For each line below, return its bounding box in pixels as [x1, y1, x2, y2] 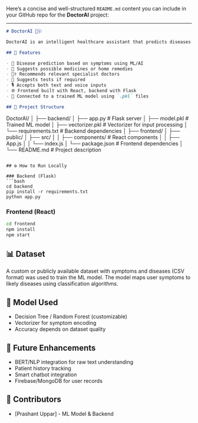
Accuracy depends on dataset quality [14, 325, 106, 333]
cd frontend [6, 221, 35, 227]
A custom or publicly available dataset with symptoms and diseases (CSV [6, 267, 184, 275]
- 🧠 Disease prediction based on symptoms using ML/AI [6, 60, 144, 66]
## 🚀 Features [6, 50, 41, 56]
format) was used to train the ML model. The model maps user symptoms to [6, 274, 191, 281]
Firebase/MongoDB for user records [14, 377, 103, 384]
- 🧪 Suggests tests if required [6, 77, 85, 83]
